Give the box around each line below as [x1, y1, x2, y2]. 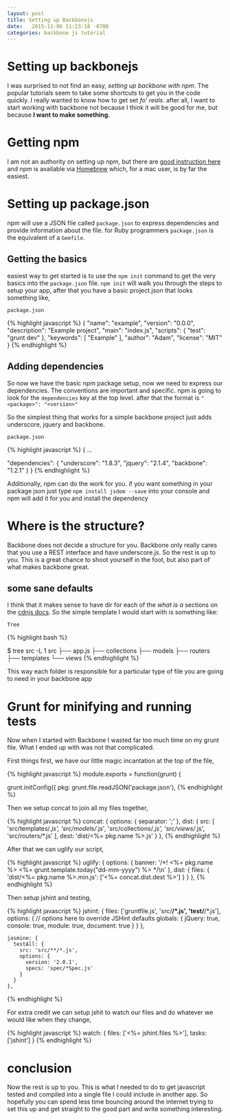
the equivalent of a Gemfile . [7, 234, 85, 242]
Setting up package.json [7, 197, 150, 212]
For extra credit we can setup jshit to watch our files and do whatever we [7, 1008, 214, 1017]
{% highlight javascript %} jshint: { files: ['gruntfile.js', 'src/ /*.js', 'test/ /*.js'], [7, 907, 221, 915]
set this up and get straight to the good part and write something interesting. [7, 1105, 223, 1113]
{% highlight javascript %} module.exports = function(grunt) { [7, 770, 182, 779]
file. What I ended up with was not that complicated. [7, 743, 154, 752]
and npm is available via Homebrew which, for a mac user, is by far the [7, 165, 207, 173]
